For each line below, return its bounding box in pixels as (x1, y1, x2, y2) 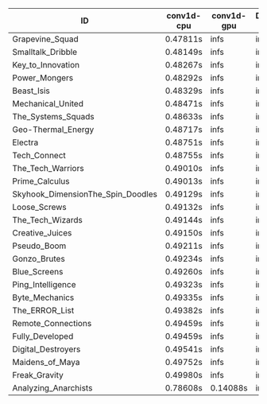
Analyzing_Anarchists (12, 383, 93, 393)
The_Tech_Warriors (12, 163, 85, 173)
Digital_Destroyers (12, 344, 81, 355)
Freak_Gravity (12, 370, 64, 380)
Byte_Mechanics (12, 292, 75, 303)
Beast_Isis (12, 85, 50, 96)
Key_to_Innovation (12, 60, 80, 70)
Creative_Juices (12, 227, 72, 238)
